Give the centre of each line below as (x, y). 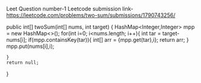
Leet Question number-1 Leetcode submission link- (70, 9)
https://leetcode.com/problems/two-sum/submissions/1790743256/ (91, 15)
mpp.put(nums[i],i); (30, 46)
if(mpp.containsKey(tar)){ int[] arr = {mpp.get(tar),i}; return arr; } (108, 40)
